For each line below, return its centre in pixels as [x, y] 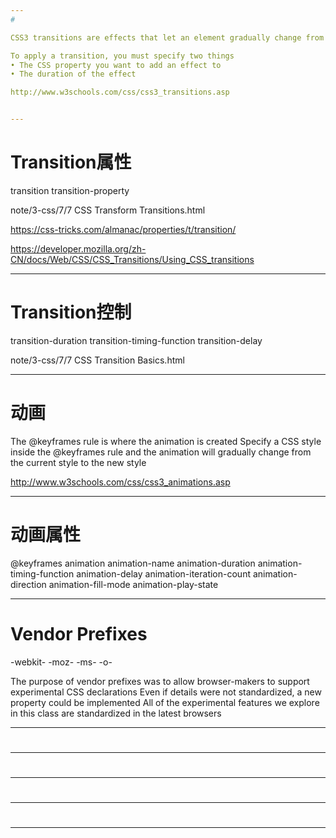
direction [28, 584]
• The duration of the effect [73, 74]
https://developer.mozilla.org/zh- [78, 248]
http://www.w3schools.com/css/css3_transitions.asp [120, 92]
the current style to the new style [78, 462]
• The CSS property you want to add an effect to [116, 65]
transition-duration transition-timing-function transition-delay [136, 340]
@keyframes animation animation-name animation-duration [133, 563]
